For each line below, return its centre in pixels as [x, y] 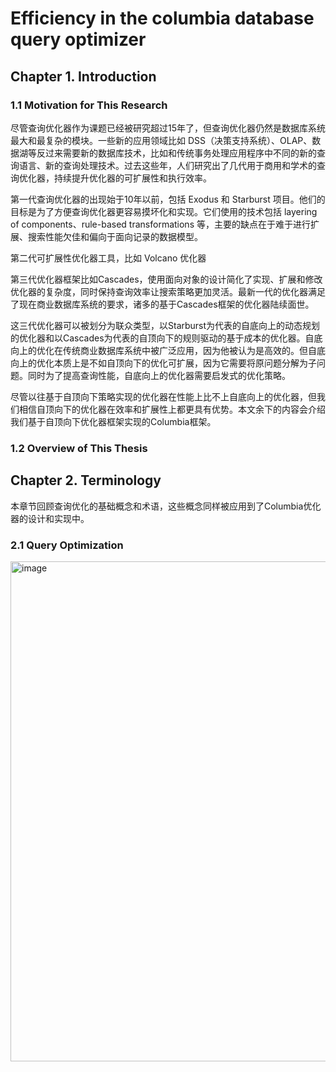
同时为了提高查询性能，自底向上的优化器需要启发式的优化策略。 [159, 375]
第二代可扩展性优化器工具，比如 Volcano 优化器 [108, 258]
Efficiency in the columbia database [162, 18]
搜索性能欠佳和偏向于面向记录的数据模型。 [115, 236]
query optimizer [78, 39]
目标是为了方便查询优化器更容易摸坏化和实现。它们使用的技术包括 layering [164, 211]
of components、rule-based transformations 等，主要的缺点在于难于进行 [160, 224]
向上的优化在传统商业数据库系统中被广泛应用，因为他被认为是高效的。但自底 [168, 350]
